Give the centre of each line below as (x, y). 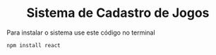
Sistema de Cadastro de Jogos (118, 13)
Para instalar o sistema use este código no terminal (81, 32)
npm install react (34, 45)
